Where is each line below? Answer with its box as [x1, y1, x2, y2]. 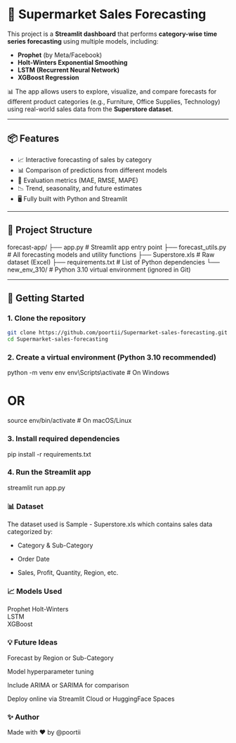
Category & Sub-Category [17, 541, 93, 550]
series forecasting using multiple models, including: [7, 37, 159, 45]
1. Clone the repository [7, 313, 86, 323]
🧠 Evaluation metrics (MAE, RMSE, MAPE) [17, 176, 138, 184]
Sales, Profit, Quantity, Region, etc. [17, 569, 119, 577]
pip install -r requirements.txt [7, 450, 91, 458]
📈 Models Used [7, 587, 63, 597]
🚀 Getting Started [7, 292, 85, 304]
